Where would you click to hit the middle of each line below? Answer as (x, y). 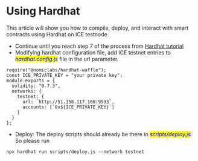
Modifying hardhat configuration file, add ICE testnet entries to (93, 52)
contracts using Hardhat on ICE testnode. (58, 34)
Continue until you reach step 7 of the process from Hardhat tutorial (99, 46)
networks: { (27, 91)
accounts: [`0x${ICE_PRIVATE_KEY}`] (68, 107)
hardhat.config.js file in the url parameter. (67, 59)
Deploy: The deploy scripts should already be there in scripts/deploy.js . (104, 134)
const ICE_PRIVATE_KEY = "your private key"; (64, 75)
